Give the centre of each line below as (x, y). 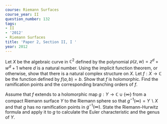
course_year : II (22, 14)
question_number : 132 (28, 19)
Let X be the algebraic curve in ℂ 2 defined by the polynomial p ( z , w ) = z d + (82, 61)
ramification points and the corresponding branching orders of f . (72, 84)
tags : (11, 24)
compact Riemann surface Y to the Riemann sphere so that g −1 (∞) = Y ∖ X (82, 100)
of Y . (10, 118)
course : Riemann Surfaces (32, 10)
